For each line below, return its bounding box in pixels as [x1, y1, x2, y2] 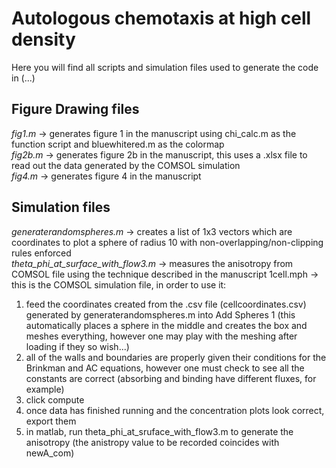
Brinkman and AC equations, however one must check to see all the [25, 362, 305, 374]
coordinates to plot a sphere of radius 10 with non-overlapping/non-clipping [11, 236, 324, 248]
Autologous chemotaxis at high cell [11, 7, 312, 30]
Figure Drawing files [11, 101, 140, 118]
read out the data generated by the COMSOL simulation [11, 159, 241, 171]
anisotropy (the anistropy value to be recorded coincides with [25, 436, 280, 448]
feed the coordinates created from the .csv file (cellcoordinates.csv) [25, 298, 307, 310]
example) [25, 383, 65, 395]
